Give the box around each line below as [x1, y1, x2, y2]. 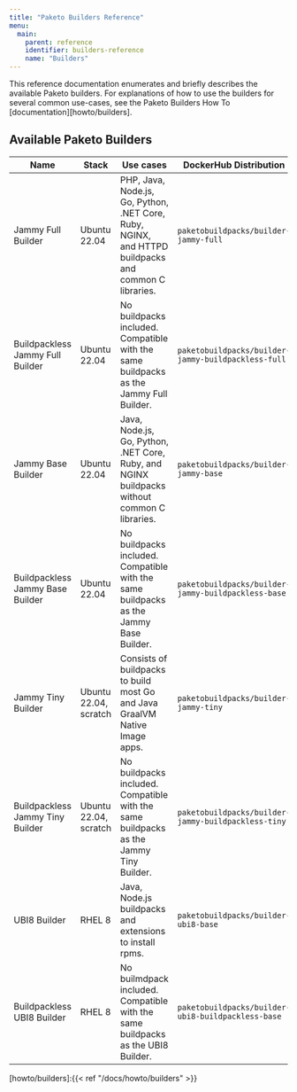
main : [17, 29, 38, 38]
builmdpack [119, 972, 170, 985]
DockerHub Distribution [182, 159, 286, 171]
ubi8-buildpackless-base [177, 1011, 282, 1021]
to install [119, 936, 156, 948]
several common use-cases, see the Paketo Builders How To [9, 97, 231, 107]
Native [119, 719, 148, 731]
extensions [119, 924, 166, 937]
